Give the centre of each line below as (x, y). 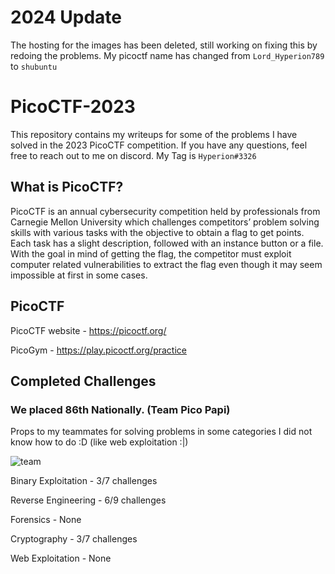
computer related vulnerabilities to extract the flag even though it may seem (166, 264)
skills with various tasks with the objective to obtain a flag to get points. (157, 232)
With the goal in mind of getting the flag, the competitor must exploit (151, 253)
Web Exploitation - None (61, 558)
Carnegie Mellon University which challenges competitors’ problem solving (165, 222)
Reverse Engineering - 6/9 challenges (88, 500)
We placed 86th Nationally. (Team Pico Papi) (120, 409)
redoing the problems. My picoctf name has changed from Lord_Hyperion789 (167, 55)
